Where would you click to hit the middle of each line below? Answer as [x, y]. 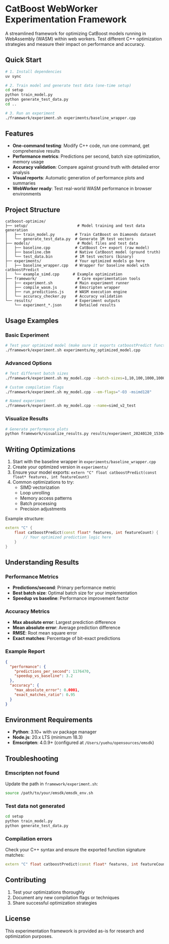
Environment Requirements [49, 719]
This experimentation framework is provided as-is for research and [75, 931]
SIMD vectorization [40, 487]
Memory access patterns [46, 498]
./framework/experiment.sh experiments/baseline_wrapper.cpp [71, 118]
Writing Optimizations [40, 449]
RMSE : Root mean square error [45, 633]
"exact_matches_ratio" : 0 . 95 [45, 695]
